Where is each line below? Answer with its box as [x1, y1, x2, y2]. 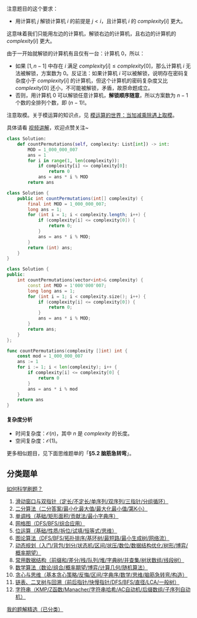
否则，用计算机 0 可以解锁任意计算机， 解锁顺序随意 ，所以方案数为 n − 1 [15, 92, 188, 99]
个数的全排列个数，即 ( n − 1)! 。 [15, 99, 90, 106]
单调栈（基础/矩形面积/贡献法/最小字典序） [15, 513, 119, 520]
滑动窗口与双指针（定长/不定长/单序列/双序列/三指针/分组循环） [15, 498, 169, 505]
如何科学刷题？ [6, 485, 43, 492]
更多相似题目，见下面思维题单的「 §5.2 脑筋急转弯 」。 [6, 450, 135, 457]
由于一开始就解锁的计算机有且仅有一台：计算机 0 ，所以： [6, 50, 145, 57]
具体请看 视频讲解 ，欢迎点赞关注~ [6, 124, 89, 131]
